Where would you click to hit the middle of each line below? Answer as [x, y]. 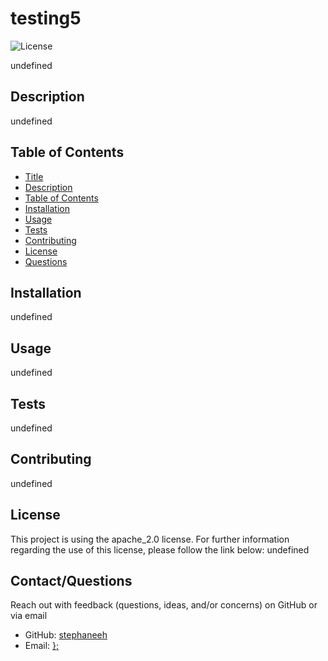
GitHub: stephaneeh [66, 635]
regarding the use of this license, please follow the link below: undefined [160, 549]
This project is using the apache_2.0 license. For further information [150, 539]
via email [29, 616]
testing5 [46, 18]
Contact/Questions [71, 581]
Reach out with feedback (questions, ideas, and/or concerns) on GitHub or [164, 605]
